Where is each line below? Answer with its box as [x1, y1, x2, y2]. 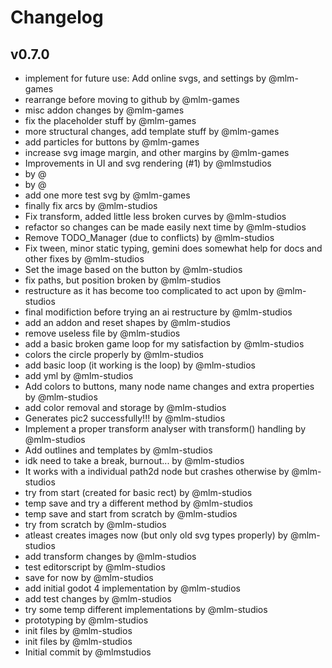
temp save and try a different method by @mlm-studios [24, 497, 253, 509]
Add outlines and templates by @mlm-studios [24, 444, 213, 456]
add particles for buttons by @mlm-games [24, 136, 200, 148]
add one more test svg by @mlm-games [24, 189, 191, 201]
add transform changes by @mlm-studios [24, 551, 197, 562]
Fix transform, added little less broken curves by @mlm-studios [24, 211, 287, 222]
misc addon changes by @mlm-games [24, 104, 185, 116]
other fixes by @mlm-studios [24, 253, 145, 265]
